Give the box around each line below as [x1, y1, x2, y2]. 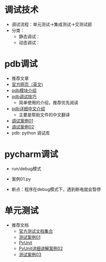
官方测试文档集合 [18, 228, 53, 234]
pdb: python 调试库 [11, 130, 50, 136]
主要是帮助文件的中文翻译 [18, 112, 70, 117]
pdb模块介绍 [11, 87, 37, 93]
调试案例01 [11, 117, 33, 124]
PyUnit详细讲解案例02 [18, 246, 63, 251]
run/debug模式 [11, 165, 42, 171]
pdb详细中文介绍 [11, 105, 45, 112]
